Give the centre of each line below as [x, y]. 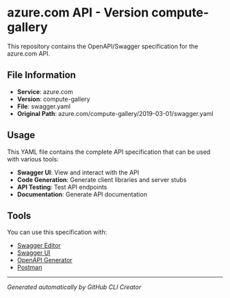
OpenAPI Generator [45, 260]
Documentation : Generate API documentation [82, 194]
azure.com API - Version [78, 13]
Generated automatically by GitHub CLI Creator [74, 287]
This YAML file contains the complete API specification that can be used [109, 152]
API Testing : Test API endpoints [62, 187]
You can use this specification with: [57, 232]
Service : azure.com [45, 91]
